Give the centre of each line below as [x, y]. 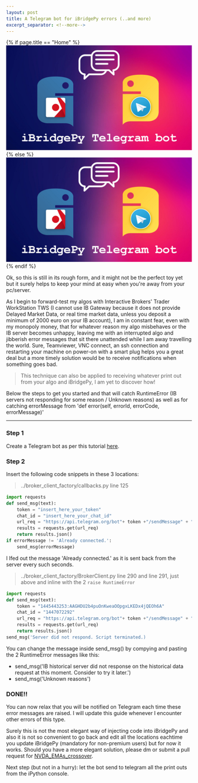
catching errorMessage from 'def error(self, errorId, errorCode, [83, 406]
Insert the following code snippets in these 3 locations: [73, 474]
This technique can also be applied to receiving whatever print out [101, 376]
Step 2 [16, 461]
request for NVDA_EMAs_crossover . [49, 756]
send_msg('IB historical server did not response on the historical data [99, 666]
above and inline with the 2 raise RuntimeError [78, 582]
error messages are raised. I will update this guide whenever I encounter [94, 713]
